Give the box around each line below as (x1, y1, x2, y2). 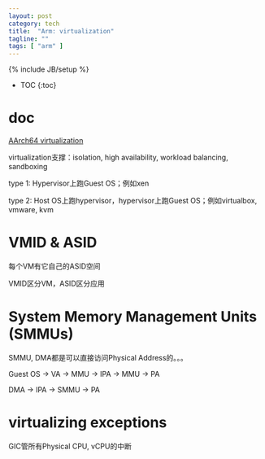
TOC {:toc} (20, 81, 57, 90)
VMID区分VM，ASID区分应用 (8, 278, 105, 288)
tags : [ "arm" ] (8, 42, 63, 50)
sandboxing (8, 162, 48, 172)
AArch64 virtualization (8, 136, 84, 146)
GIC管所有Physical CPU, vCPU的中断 (8, 441, 132, 451)
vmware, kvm (8, 205, 54, 215)
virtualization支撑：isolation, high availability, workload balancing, (8, 152, 229, 163)
